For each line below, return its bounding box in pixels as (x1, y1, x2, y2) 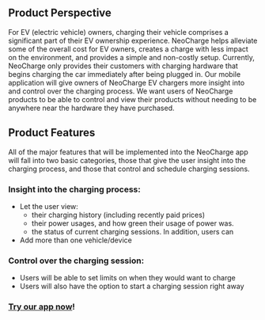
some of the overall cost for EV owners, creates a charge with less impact (8, 44, 249, 54)
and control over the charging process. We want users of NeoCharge (8, 86, 233, 96)
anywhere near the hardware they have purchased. (8, 103, 175, 112)
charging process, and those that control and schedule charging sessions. (8, 164, 251, 173)
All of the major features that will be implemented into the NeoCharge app (8, 147, 248, 157)
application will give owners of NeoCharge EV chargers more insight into (8, 78, 245, 87)
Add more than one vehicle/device (19, 235, 132, 245)
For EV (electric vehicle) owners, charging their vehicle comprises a (8, 27, 229, 36)
